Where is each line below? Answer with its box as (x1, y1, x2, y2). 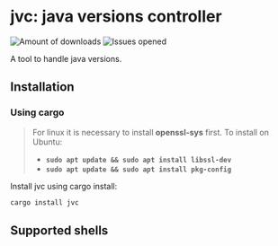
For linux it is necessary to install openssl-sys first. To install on (31, 127, 269, 137)
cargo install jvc (10, 198, 79, 207)
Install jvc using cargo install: (10, 180, 118, 191)
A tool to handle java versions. (10, 53, 122, 64)
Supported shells (10, 223, 109, 238)
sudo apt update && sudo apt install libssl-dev (45, 155, 232, 164)
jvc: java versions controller (10, 6, 223, 27)
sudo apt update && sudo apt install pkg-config (45, 164, 232, 174)
